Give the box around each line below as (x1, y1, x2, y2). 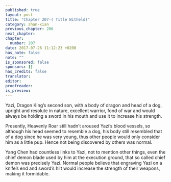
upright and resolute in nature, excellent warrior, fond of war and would (5, 108, 155, 114)
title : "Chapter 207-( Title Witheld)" (5, 17, 90, 22)
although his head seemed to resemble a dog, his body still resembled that (5, 128, 162, 134)
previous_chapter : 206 (5, 27, 54, 32)
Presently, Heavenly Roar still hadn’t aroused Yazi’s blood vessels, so (5, 123, 151, 129)
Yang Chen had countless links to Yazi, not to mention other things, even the (5, 149, 166, 155)
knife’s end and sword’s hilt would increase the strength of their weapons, (5, 165, 160, 171)
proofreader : (5, 83, 33, 88)
